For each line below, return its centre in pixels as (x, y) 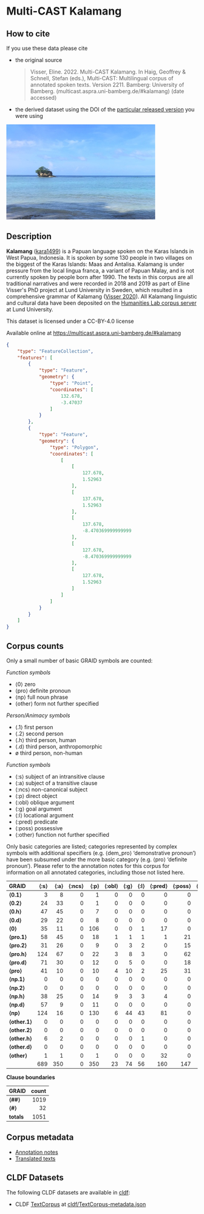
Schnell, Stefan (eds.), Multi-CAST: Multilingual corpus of (102, 78)
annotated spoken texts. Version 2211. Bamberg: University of (107, 85)
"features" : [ (35, 358)
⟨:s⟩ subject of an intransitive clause (60, 776)
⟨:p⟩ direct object (36, 796)
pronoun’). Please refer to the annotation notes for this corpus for (88, 866)
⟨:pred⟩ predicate (36, 822)
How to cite (28, 34)
